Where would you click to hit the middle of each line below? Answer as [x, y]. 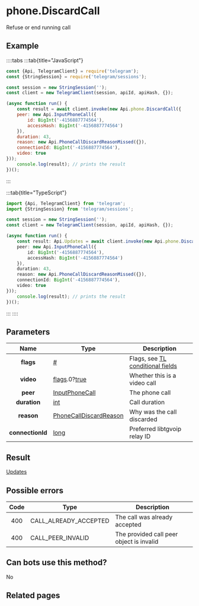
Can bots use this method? [57, 562]
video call [143, 383]
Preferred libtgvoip [155, 429]
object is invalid [137, 541]
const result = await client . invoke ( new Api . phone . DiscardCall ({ [99, 109]
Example [23, 46]
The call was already [144, 517]
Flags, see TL [148, 359]
